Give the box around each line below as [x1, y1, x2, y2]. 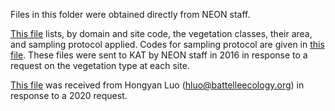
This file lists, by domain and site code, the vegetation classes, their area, [10, 28, 313, 39]
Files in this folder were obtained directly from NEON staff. [10, 9, 251, 20]
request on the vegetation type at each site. [10, 60, 190, 71]
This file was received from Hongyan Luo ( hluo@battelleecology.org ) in [10, 79, 305, 91]
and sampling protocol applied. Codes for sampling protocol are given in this [10, 39, 325, 50]
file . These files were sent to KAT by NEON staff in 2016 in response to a [10, 49, 308, 61]
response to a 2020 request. [10, 90, 128, 101]
